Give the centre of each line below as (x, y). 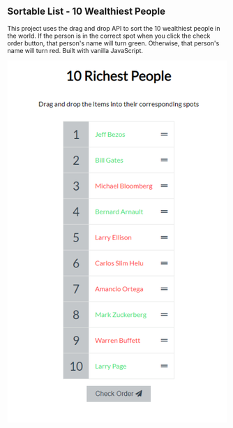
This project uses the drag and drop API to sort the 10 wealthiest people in (114, 28)
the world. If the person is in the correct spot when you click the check (109, 36)
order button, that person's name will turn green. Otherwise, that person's (113, 43)
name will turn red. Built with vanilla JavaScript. (75, 50)
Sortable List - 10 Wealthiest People (87, 12)
